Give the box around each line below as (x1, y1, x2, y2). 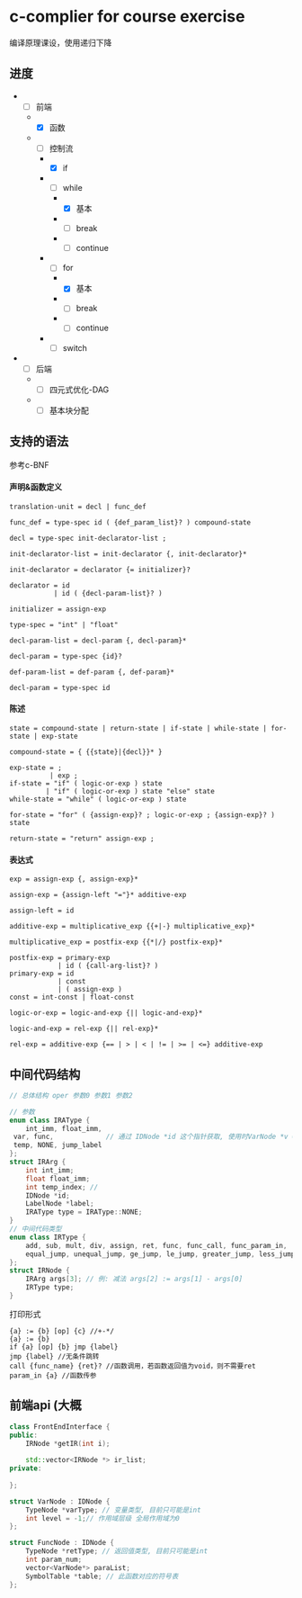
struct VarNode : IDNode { (9, 1496, 111, 1506)
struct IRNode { (9, 1266, 70, 1275)
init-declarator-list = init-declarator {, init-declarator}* (9, 549, 247, 559)
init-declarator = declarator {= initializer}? (9, 565, 191, 574)
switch (62, 342, 88, 353)
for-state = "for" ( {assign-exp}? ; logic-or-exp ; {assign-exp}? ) (9, 810, 276, 820)
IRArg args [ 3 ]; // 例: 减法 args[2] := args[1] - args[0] (25, 1275, 244, 1284)
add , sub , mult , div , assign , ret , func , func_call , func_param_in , (25, 1241, 288, 1250)
